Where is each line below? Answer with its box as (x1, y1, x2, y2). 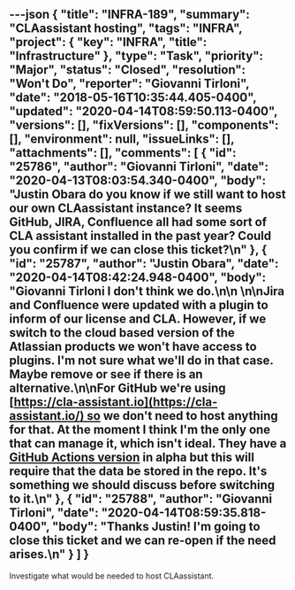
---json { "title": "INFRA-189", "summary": (9, 7, 250, 22)
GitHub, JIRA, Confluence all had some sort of (9, 214, 268, 229)
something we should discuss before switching (9, 477, 276, 493)
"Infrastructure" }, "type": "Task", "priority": (9, 49, 263, 64)
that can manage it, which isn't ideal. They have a (9, 436, 287, 451)
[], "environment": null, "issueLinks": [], (9, 132, 235, 147)
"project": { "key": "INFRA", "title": (9, 35, 208, 50)
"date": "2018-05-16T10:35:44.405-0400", (9, 90, 257, 105)
